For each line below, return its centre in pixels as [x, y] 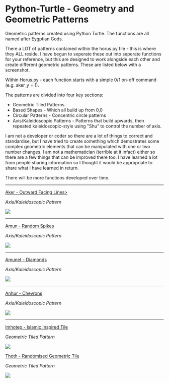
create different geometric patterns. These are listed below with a [73, 65]
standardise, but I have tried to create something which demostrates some [82, 141]
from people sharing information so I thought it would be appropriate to [79, 162]
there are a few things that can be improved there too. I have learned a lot [81, 157]
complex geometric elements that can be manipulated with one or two [78, 146]
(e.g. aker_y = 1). [22, 85]
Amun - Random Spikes [30, 226]
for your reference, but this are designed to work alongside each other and [82, 59]
